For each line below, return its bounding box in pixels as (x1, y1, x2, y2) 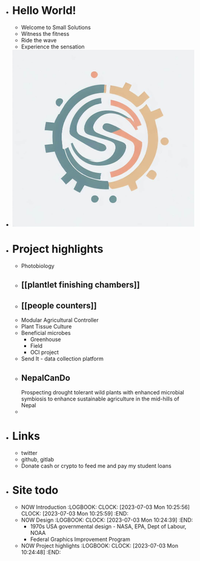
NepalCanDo (21, 373, 71, 383)
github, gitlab (21, 456, 55, 463)
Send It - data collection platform (21, 355, 104, 362)
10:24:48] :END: (21, 548, 61, 556)
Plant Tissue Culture (21, 323, 72, 330)
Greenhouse (30, 336, 61, 343)
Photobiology (21, 262, 55, 270)
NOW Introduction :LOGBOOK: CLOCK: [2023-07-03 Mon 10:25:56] (21, 503, 190, 511)
